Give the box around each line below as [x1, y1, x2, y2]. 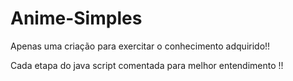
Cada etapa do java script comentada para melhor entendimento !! [10, 59, 284, 71]
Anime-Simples [10, 7, 143, 30]
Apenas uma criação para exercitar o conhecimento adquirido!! [10, 40, 271, 52]
